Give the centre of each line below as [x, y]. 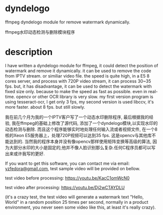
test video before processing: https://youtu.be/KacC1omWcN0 [67, 178]
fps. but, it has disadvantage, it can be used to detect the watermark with [78, 86]
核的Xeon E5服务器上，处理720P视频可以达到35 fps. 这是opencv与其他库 [78, 135]
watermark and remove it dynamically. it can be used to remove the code [78, 71]
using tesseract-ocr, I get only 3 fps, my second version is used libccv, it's [80, 102]
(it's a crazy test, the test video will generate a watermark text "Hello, [74, 197]
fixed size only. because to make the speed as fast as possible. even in [76, 91]
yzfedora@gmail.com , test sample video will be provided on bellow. [72, 168]
